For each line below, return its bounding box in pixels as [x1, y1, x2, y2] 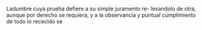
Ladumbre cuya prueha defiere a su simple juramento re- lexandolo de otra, [6, 5, 197, 12]
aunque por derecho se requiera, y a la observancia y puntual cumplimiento [6, 11, 196, 19]
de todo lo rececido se [6, 18, 63, 25]
